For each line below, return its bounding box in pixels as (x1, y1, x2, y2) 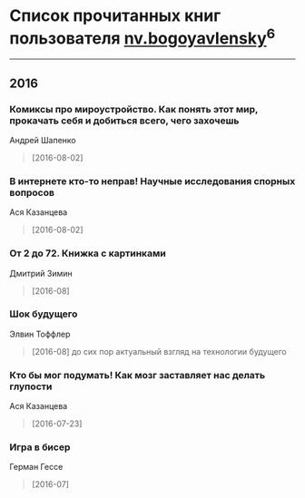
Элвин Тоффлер (9, 328, 71, 339)
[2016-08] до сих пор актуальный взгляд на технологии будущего (31, 346, 288, 356)
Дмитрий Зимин (9, 268, 73, 278)
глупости (9, 380, 53, 393)
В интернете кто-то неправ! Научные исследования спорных (9, 174, 296, 187)
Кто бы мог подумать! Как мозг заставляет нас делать (9, 368, 266, 381)
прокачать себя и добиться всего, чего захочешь (9, 114, 240, 127)
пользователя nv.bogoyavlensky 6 (9, 24, 276, 49)
